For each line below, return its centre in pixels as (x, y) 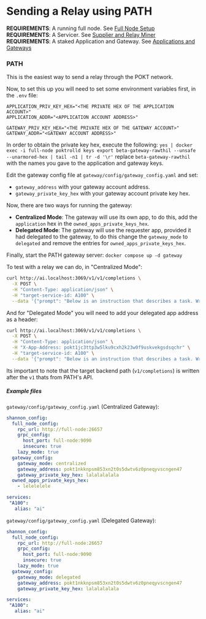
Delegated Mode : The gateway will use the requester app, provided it (103, 230)
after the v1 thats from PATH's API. (50, 377)
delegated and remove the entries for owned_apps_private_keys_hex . (101, 243)
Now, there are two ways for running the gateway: (70, 205)
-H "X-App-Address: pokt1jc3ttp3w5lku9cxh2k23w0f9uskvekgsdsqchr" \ (101, 347)
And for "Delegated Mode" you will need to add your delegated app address (102, 313)
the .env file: (22, 96)
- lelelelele (34, 486)
